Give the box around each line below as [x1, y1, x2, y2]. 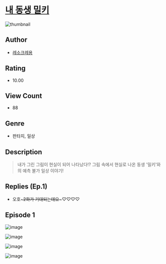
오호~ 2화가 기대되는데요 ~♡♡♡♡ [12, 196, 80, 202]
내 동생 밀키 [5, 4, 50, 16]
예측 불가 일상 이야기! [22, 168, 64, 174]
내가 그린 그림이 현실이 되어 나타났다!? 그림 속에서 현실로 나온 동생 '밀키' [17, 162, 157, 167]
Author [5, 36, 27, 44]
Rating [5, 64, 26, 72]
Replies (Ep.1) [5, 182, 48, 191]
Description [5, 147, 42, 156]
